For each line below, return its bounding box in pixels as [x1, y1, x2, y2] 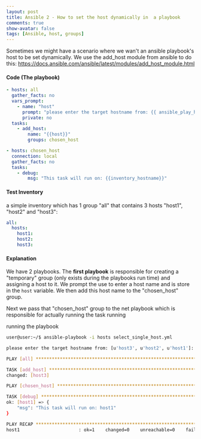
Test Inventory [6, 188, 44, 195]
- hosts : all [6, 87, 39, 93]
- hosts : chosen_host [6, 148, 60, 154]
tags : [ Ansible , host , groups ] [6, 31, 84, 37]
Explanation [6, 254, 37, 262]
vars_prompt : [11, 98, 44, 105]
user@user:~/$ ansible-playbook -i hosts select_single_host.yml [6, 334, 172, 340]
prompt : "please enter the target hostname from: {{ [22, 109, 157, 115]
